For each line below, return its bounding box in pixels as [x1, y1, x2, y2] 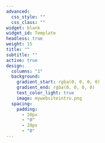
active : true [6, 57, 38, 63]
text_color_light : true [16, 90, 75, 96]
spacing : [11, 100, 33, 107]
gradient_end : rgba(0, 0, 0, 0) [16, 85, 95, 90]
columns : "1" [11, 68, 43, 74]
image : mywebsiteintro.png [16, 95, 82, 101]
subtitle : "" [6, 52, 38, 58]
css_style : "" [11, 14, 45, 20]
